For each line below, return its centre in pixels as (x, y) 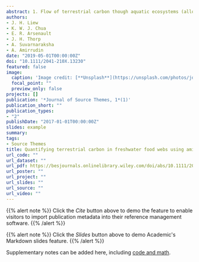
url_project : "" (26, 177)
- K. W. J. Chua (26, 28)
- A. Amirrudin (25, 50)
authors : (17, 17)
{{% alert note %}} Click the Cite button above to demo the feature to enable (99, 210)
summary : (17, 133)
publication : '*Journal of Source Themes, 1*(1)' (69, 100)
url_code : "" (22, 155)
